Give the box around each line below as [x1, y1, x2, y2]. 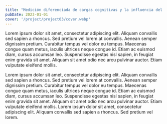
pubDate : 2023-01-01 [5, 12, 49, 17]
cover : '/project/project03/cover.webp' [5, 16, 91, 21]
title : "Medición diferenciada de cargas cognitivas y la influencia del [5, 7, 163, 12]
